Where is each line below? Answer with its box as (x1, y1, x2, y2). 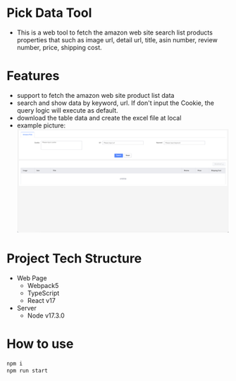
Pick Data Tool (6, 5, 92, 21)
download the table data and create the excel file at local (16, 113, 182, 122)
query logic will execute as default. (16, 106, 118, 114)
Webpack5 (27, 281, 59, 289)
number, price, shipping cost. (16, 43, 102, 51)
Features (6, 68, 60, 84)
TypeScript (27, 289, 60, 297)
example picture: (16, 121, 66, 130)
